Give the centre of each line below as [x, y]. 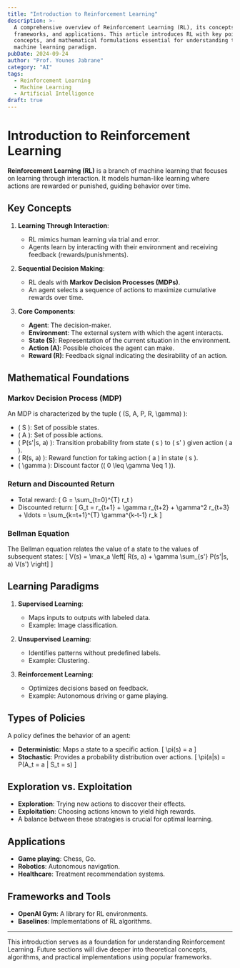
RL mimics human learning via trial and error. [94, 239]
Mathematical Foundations [69, 378]
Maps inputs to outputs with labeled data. [89, 617]
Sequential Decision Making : [61, 268]
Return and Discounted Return [61, 484]
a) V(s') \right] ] [30, 564]
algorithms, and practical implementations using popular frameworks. [110, 957]
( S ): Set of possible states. [59, 428]
